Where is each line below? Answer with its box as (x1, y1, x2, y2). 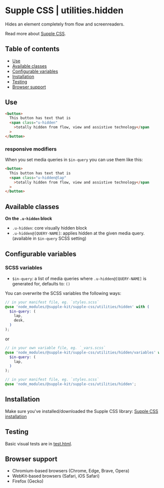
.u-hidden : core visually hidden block (12, 225, 87, 231)
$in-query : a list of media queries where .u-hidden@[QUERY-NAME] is (12, 275, 146, 282)
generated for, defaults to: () (12, 281, 71, 286)
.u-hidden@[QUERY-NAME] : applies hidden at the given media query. (12, 231, 145, 236)
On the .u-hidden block (5, 216, 52, 222)
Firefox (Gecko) (12, 478, 44, 484)
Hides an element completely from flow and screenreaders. (5, 21, 124, 27)
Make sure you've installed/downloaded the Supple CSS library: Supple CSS (5, 408, 159, 414)
